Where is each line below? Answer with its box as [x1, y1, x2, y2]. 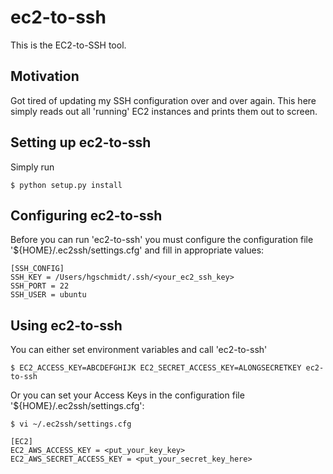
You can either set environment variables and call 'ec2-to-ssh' [10, 344, 268, 356]
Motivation [10, 68, 80, 85]
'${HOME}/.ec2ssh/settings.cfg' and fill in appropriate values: [10, 244, 265, 256]
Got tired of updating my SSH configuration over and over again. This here [10, 94, 317, 106]
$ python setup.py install [10, 180, 123, 190]
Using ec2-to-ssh [10, 317, 123, 334]
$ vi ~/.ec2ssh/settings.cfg [10, 419, 132, 430]
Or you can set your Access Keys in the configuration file [10, 389, 245, 401]
